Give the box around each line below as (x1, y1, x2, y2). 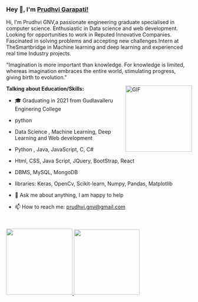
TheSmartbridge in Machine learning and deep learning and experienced (6, 44, 183, 51)
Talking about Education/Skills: (6, 85, 84, 92)
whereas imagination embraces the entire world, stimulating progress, (6, 68, 176, 75)
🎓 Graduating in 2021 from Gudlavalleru (14, 97, 114, 104)
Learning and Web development (14, 135, 93, 142)
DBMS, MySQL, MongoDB (14, 169, 78, 176)
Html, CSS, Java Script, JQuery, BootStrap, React (14, 157, 135, 164)
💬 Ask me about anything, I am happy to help (14, 191, 124, 199)
